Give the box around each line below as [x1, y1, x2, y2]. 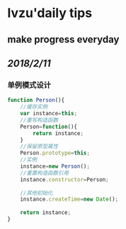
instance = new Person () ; [20, 163, 91, 170]
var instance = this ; [20, 110, 78, 117]
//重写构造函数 [20, 116, 59, 124]
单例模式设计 [7, 80, 52, 90]
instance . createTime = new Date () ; [20, 196, 119, 203]
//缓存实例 [20, 103, 48, 111]
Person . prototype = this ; [20, 149, 91, 157]
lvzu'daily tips [7, 5, 93, 21]
